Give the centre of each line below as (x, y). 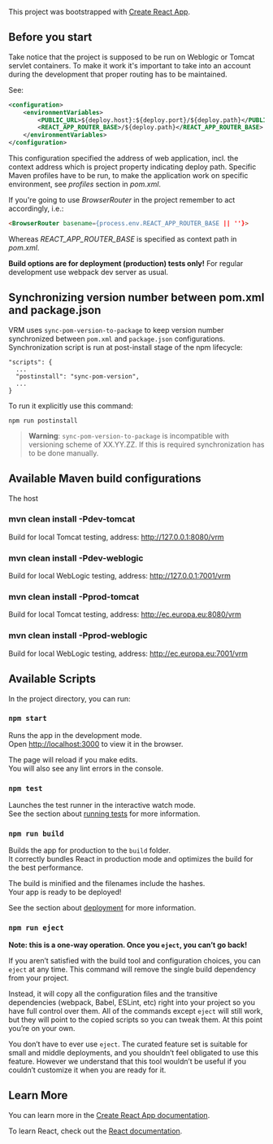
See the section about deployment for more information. (102, 908)
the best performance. (46, 868)
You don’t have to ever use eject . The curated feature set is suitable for (128, 1044)
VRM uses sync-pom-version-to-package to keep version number (116, 330)
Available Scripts (52, 679)
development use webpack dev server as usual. (89, 272)
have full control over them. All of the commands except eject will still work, (136, 1011)
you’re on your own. (42, 1028)
